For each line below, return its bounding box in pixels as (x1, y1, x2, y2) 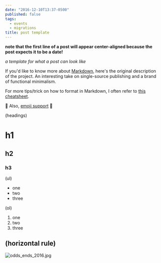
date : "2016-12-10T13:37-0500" (5, 7, 69, 12)
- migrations (9, 26, 36, 31)
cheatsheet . (5, 93, 30, 99)
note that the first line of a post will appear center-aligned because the (5, 44, 153, 49)
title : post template (5, 30, 50, 35)
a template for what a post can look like (5, 59, 86, 64)
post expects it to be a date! (5, 49, 63, 55)
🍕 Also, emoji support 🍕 (5, 103, 53, 109)
